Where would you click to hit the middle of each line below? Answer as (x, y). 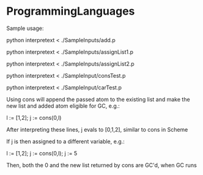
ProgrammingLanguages (71, 11)
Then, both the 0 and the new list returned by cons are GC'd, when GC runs (102, 165)
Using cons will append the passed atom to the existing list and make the (98, 99)
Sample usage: (25, 28)
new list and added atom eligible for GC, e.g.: (63, 106)
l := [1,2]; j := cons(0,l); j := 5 (42, 153)
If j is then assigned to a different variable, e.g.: (66, 141)
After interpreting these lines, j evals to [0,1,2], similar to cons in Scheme (97, 129)
